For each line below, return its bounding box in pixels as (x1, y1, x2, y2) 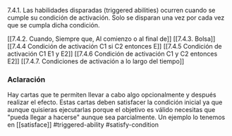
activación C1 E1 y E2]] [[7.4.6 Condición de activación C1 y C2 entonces (7, 49, 218, 58)
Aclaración (7, 74, 46, 84)
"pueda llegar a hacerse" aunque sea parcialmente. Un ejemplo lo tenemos (7, 113, 226, 122)
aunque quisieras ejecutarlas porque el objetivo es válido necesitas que (7, 106, 216, 114)
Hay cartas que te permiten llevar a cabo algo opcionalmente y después (7, 91, 216, 99)
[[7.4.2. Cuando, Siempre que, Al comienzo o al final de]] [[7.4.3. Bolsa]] (7, 35, 216, 43)
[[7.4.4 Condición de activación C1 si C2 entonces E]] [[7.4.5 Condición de (7, 42, 222, 50)
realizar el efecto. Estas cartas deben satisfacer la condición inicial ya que (7, 98, 223, 106)
